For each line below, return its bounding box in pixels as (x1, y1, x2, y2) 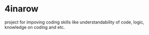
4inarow (4, 3, 39, 14)
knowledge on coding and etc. (4, 24, 65, 30)
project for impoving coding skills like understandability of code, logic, (4, 19, 145, 25)
